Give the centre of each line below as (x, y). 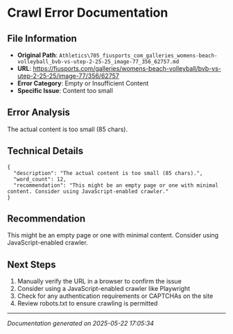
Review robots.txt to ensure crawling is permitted (87, 303)
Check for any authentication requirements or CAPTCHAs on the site (115, 296)
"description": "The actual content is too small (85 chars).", (108, 173)
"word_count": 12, (40, 179)
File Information (42, 39)
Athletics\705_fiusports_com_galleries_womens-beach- (138, 56)
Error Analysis (39, 112)
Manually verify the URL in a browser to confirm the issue (99, 281)
